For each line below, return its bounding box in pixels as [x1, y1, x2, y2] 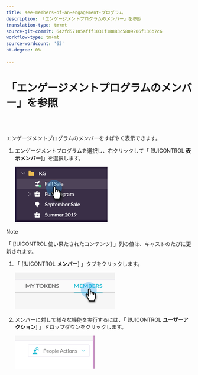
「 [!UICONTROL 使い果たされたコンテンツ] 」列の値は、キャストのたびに [6, 240, 186, 247]
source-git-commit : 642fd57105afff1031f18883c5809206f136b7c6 [6, 28, 163, 34]
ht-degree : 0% [6, 47, 41, 53]
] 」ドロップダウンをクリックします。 [35, 323, 127, 331]
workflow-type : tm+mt [6, 34, 60, 41]
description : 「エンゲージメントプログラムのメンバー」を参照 [6, 15, 142, 22]
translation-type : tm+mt [6, 22, 67, 28]
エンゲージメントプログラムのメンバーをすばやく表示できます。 [6, 134, 161, 141]
